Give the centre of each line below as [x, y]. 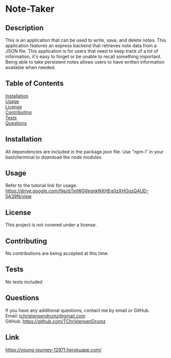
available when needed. [31, 67]
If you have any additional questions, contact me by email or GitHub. [78, 310]
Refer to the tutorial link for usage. [41, 186]
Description [24, 28]
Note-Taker [30, 9]
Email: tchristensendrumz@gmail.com [45, 315]
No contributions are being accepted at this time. [57, 253]
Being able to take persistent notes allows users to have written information [85, 62]
